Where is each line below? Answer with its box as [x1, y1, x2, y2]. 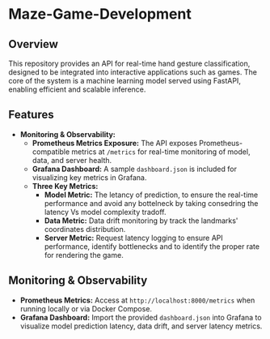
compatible [32, 147, 70, 157]
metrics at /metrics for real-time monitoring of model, [71, 147, 251, 157]
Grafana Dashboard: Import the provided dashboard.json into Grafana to [19, 312, 262, 322]
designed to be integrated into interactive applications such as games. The [8, 67, 257, 77]
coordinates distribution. [44, 224, 126, 234]
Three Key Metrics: [32, 181, 99, 191]
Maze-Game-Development [8, 5, 192, 24]
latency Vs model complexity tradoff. [44, 207, 167, 217]
